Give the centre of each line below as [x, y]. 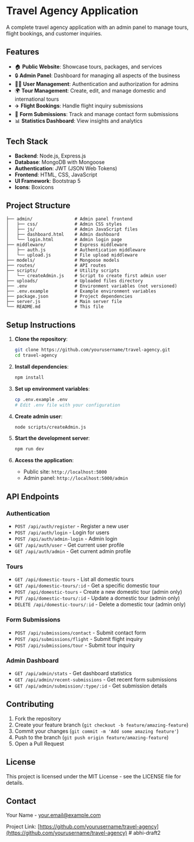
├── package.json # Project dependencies [69, 297]
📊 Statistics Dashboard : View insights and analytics [78, 121]
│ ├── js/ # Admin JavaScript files [72, 229]
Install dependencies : [41, 366]
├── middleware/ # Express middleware [67, 245]
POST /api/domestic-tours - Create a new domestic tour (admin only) [98, 592]
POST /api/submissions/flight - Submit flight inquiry [78, 639]
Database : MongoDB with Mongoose [59, 162]
